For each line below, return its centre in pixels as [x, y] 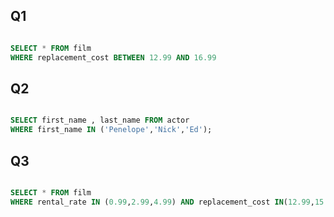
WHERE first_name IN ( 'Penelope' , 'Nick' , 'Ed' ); [111, 130]
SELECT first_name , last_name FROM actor [100, 120]
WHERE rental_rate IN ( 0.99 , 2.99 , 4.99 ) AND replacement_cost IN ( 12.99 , [162, 202]
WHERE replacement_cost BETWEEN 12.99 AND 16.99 [113, 57]
